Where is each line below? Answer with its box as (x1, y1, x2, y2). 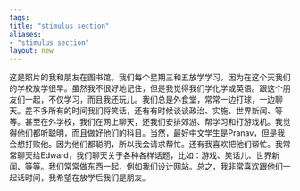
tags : (9, 12, 29, 22)
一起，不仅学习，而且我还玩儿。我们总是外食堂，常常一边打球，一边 (24, 95, 275, 105)
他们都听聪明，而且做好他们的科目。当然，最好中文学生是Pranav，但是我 (16, 128, 286, 138)
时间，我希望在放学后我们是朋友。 (24, 172, 150, 183)
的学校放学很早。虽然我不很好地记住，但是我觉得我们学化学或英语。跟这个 (9, 83, 283, 94)
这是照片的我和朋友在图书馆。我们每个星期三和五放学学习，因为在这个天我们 (9, 72, 291, 83)
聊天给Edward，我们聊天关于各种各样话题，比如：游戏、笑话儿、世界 (16, 150, 272, 161)
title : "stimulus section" (9, 21, 110, 30)
